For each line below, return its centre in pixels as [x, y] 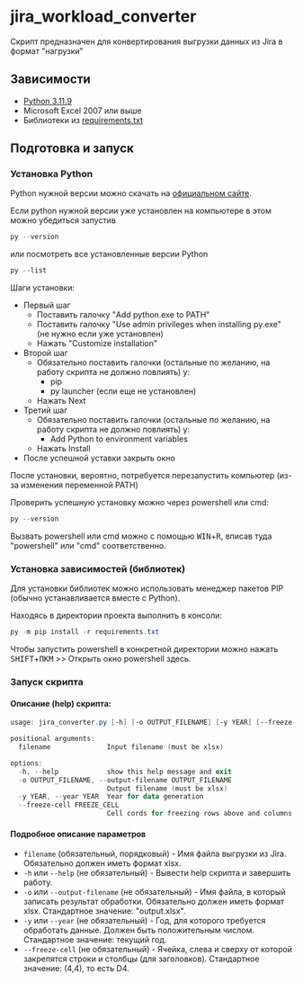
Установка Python [52, 174]
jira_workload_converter [103, 17]
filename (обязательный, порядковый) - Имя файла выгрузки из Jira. [155, 854]
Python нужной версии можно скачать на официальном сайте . [131, 193]
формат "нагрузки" [47, 50]
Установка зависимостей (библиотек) [98, 568]
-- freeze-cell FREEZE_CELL [69, 805]
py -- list [29, 271]
